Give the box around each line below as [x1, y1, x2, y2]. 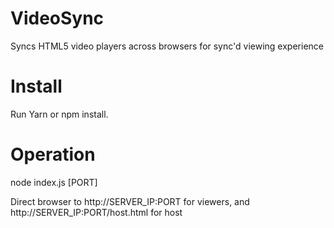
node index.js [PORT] [10, 176, 98, 188]
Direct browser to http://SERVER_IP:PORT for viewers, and [10, 195, 250, 207]
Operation [10, 143, 96, 166]
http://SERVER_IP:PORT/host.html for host [10, 206, 183, 218]
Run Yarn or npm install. [10, 108, 109, 120]
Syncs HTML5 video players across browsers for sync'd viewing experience [10, 40, 324, 52]
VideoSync [10, 7, 105, 30]
